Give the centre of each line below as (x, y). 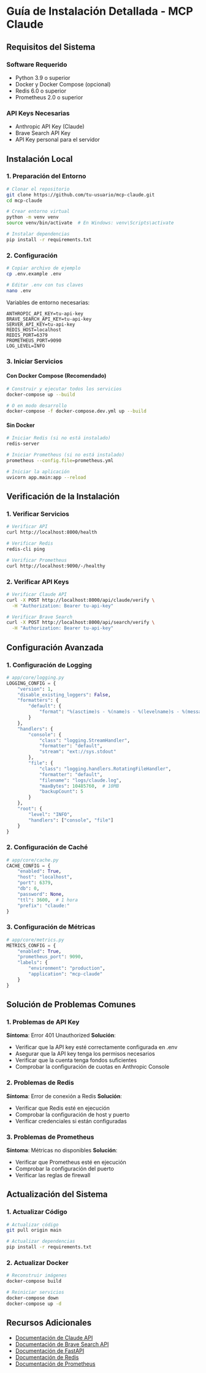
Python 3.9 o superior (43, 77)
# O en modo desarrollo (37, 406)
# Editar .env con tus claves (45, 285)
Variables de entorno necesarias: (48, 302)
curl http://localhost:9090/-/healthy (56, 566)
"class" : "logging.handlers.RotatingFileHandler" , (105, 769)
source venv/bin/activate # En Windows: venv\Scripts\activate (90, 223)
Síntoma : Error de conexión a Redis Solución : (64, 1096)
